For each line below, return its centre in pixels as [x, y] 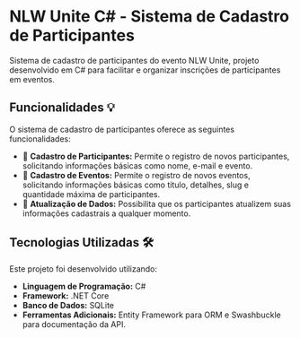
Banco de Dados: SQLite [68, 305]
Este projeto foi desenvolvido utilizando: [84, 269]
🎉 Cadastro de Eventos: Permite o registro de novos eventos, [136, 175]
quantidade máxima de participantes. [91, 194]
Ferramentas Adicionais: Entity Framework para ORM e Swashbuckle [151, 315]
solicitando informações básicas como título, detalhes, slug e [136, 185]
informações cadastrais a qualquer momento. [106, 213]
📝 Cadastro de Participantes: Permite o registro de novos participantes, [156, 156]
